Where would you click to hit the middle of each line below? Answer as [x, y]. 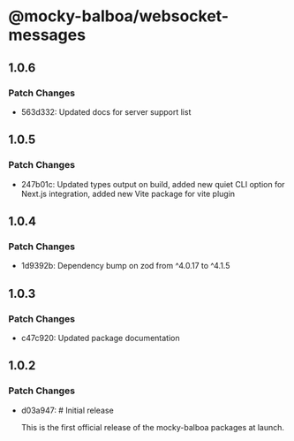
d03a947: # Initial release [67, 410]
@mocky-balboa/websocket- [119, 16]
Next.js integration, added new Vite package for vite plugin [128, 194]
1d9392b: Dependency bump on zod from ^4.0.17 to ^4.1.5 [125, 266]
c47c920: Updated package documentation [100, 338]
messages [47, 35]
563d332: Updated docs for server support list [106, 111]
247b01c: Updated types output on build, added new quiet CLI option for [153, 184]
